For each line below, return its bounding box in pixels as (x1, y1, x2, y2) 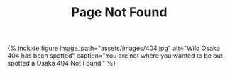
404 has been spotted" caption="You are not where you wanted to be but (7, 51, 224, 60)
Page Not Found (71, 4, 168, 20)
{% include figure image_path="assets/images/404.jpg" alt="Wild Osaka (7, 44, 220, 53)
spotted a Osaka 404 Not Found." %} (7, 59, 116, 68)
